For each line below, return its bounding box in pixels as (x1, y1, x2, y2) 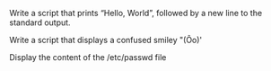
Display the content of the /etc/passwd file (9, 52, 167, 62)
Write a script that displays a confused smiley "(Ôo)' (9, 35, 203, 45)
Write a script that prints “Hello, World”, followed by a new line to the (9, 8, 263, 18)
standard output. (9, 17, 71, 28)
